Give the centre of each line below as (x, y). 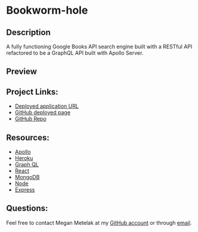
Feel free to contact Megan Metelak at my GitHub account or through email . (99, 222)
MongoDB (27, 177)
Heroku (24, 158)
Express (25, 190)
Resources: (28, 137)
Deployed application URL (47, 106)
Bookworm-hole (47, 10)
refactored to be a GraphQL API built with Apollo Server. (75, 53)
